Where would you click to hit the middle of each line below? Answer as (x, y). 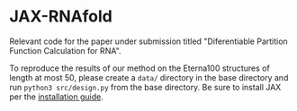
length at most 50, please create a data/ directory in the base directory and (149, 77)
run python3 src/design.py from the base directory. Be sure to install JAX (145, 87)
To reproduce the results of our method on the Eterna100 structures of (139, 68)
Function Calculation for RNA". (65, 50)
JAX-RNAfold (61, 17)
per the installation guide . (56, 97)
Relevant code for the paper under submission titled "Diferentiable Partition (148, 41)
